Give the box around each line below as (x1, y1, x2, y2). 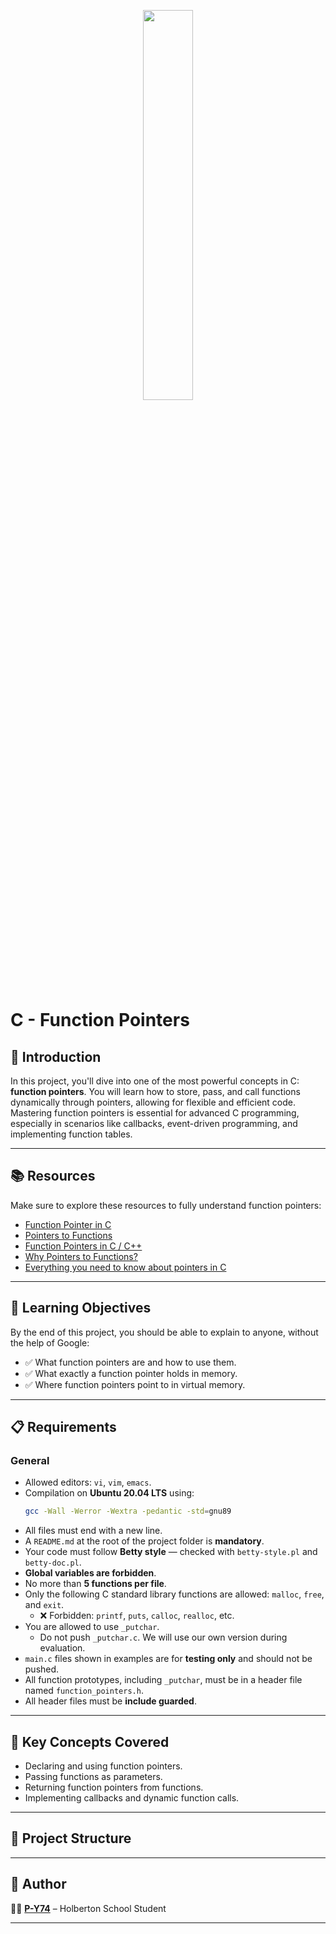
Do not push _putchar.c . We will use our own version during (39, 1631, 288, 1644)
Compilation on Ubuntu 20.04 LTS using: (24, 1487, 195, 1499)
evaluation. (39, 1642, 86, 1654)
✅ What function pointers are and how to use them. (24, 1356, 237, 1368)
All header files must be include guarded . (24, 1695, 197, 1707)
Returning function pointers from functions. (24, 1781, 204, 1793)
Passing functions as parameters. (24, 1771, 163, 1782)
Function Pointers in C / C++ (24, 1240, 143, 1252)
